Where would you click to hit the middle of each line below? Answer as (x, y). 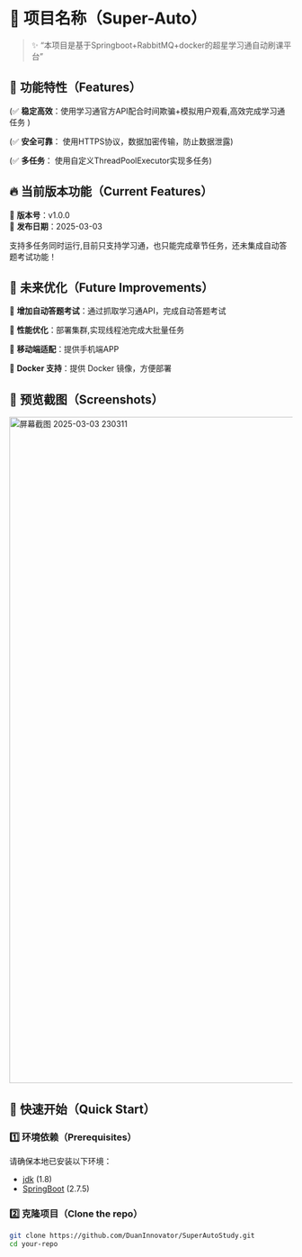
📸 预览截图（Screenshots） (87, 399)
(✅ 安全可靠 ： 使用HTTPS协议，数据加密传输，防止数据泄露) (121, 141)
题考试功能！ (33, 257)
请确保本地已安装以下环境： (61, 1161)
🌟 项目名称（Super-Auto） (108, 18)
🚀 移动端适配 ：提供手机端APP (64, 349)
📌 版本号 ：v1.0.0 (40, 215)
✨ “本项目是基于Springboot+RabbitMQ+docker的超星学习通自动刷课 (157, 45)
